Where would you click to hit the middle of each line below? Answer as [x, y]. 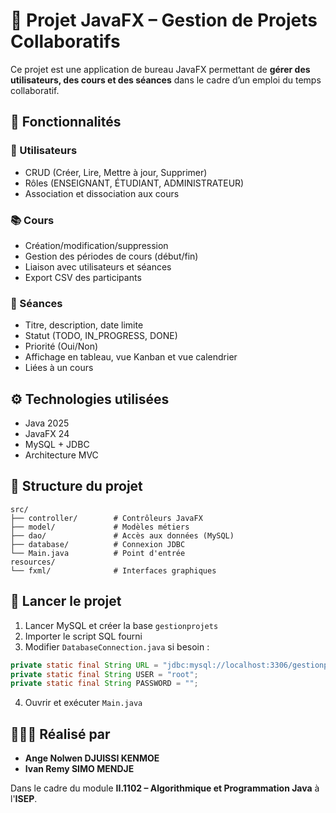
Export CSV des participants [83, 277]
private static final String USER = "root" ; [104, 674]
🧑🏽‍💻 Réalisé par [60, 734]
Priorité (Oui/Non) [61, 346]
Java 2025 [47, 423]
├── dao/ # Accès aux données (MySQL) [122, 535]
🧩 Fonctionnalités [66, 122]
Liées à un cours [59, 368]
